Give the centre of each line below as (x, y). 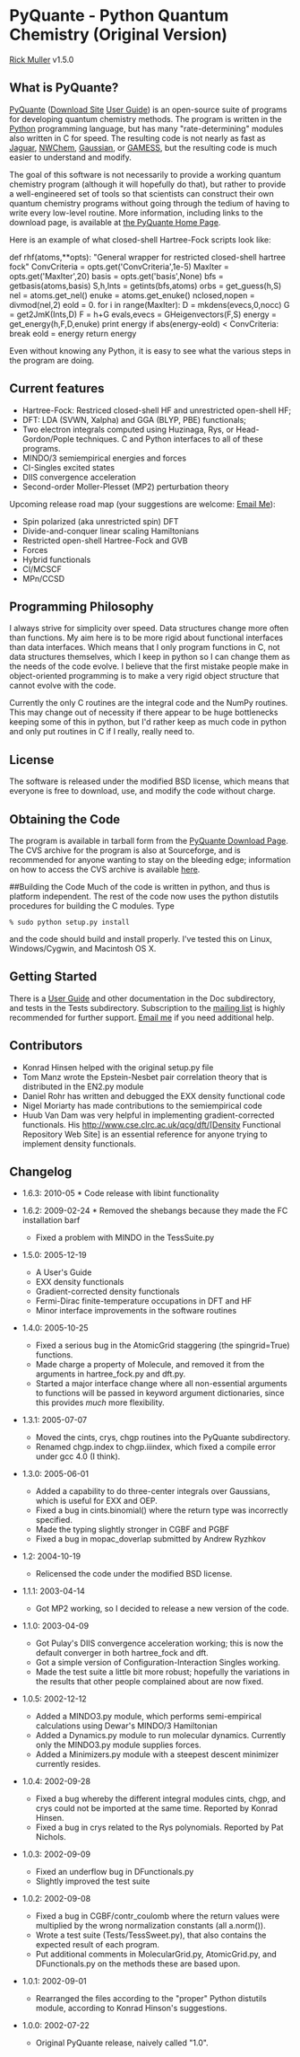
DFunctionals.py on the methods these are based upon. (138, 1964)
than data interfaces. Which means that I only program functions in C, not (145, 647)
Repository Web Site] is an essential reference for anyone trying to (145, 1134)
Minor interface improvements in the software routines (136, 1311)
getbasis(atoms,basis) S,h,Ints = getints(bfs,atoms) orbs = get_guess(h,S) (146, 286)
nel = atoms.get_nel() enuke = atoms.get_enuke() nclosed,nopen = (132, 295)
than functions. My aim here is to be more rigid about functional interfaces (146, 637)
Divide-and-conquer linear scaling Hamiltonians (111, 531)
